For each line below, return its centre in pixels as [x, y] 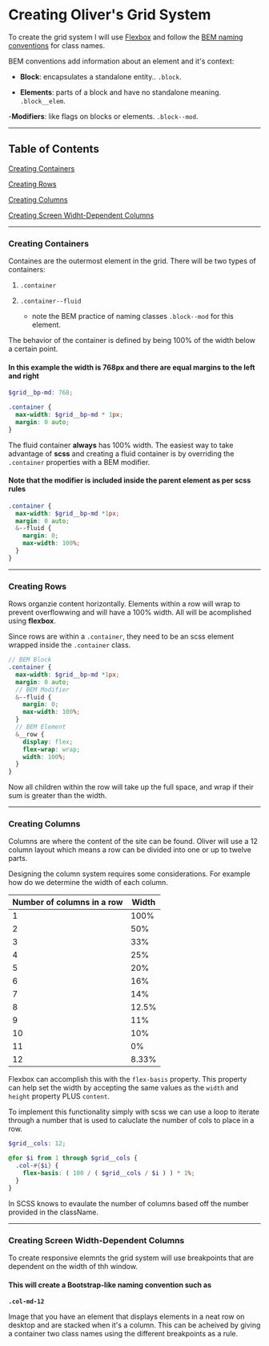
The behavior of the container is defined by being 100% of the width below [132, 341]
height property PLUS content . [59, 1096]
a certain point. [33, 349]
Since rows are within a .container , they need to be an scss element [121, 637]
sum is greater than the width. [58, 796]
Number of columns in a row [68, 903]
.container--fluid [50, 302]
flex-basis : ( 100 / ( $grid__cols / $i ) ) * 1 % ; [109, 1173]
